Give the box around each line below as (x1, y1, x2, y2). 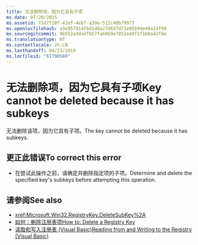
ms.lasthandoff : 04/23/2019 (6, 48, 76, 54)
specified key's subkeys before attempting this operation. (14, 176, 157, 183)
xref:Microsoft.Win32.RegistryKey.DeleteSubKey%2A (14, 212, 146, 219)
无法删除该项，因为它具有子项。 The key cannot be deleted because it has (6, 127, 188, 134)
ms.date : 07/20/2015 (6, 14, 58, 20)
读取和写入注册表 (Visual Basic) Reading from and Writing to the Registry (14, 226, 192, 233)
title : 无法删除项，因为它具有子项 (6, 8, 83, 15)
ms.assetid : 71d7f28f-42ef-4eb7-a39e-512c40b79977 (6, 20, 135, 26)
